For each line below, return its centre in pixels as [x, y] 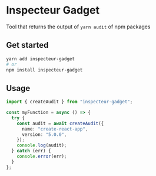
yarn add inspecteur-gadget [41, 59]
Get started [27, 45]
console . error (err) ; [42, 157]
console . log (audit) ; [42, 145]
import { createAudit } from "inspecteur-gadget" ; [69, 102]
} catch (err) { [31, 151]
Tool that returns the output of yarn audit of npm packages [78, 27]
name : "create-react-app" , [55, 129]
